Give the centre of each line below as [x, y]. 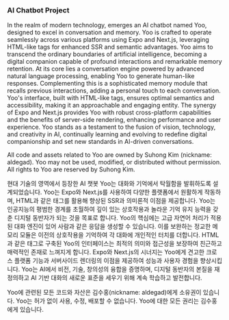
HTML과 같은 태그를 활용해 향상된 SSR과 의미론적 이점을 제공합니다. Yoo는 [116, 201]
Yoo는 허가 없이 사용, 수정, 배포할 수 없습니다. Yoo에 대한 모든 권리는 [108, 301]
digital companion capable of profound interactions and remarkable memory [114, 62]
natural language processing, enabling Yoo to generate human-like [101, 76]
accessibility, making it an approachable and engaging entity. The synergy [112, 106]
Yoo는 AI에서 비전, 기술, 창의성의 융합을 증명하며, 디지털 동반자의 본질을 [117, 269]
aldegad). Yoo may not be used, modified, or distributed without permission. [114, 162]
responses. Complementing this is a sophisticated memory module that [107, 84]
